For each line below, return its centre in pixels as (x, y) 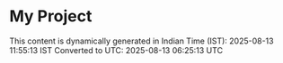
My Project (51, 16)
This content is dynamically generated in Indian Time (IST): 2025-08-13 (141, 41)
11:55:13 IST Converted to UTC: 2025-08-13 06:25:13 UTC (116, 50)
